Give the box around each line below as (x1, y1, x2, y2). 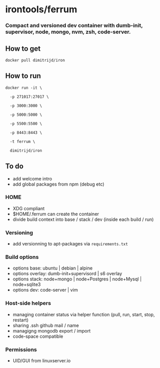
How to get (5, 44, 41, 53)
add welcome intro (12, 175, 52, 181)
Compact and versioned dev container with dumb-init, (5, 22, 143, 29)
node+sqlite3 (12, 281, 41, 288)
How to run (5, 72, 41, 80)
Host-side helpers (5, 300, 51, 307)
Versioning (5, 229, 33, 236)
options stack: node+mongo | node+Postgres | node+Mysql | (12, 276, 142, 282)
